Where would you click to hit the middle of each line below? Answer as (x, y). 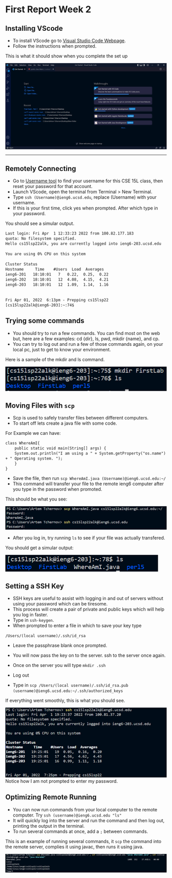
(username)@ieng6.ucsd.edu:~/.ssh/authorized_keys (68, 691)
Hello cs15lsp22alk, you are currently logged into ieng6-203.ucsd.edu (83, 244)
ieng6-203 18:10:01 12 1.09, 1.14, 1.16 (57, 285)
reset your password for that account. (53, 186)
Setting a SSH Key (35, 586)
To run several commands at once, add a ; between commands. (80, 831)
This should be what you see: (36, 499)
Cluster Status (21, 264)
